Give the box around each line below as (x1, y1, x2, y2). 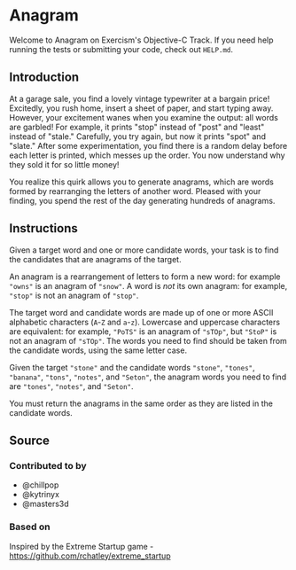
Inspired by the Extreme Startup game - (9, 541, 154, 551)
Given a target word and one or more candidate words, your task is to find (9, 245, 279, 255)
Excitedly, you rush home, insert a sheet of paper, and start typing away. (9, 103, 274, 113)
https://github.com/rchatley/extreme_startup (9, 550, 171, 561)
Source (9, 433, 51, 448)
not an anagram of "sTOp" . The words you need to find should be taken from (9, 335, 288, 346)
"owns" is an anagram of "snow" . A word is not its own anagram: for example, (9, 280, 288, 291)
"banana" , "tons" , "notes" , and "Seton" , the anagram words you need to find (9, 371, 286, 382)
